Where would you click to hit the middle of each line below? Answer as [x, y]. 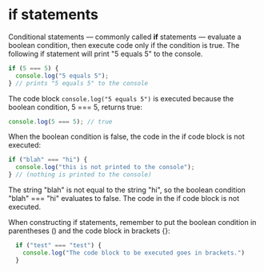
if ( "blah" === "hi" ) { [48, 160]
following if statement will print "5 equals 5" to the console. [106, 53]
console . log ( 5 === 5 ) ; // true [60, 121]
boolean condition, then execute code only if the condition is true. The [124, 45]
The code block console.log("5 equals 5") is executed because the [121, 98]
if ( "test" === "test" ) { [59, 246]
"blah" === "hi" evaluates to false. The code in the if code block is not [124, 199]
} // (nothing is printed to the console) [80, 175]
